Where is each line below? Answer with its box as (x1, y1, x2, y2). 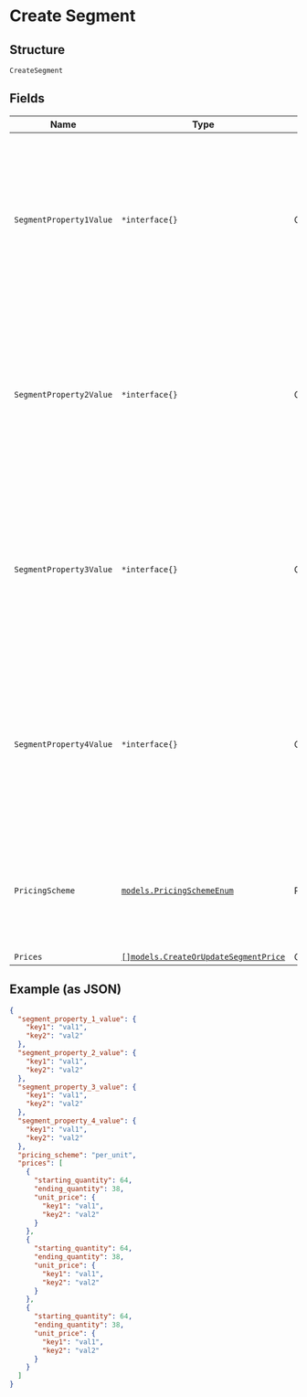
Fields (9, 91, 46, 106)
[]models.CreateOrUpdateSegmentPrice (121, 952, 286, 962)
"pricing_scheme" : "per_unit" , (17, 1150, 137, 1159)
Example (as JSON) (9, 982, 122, 997)
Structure (9, 42, 66, 58)
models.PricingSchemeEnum (121, 885, 235, 896)
